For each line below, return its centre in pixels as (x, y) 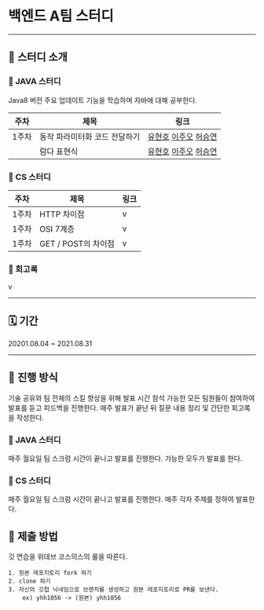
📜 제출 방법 (33, 536)
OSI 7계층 (57, 228)
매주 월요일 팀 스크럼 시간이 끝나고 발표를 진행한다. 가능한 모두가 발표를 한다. (125, 458)
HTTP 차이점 (62, 214)
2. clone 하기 (29, 582)
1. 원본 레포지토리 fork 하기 (50, 573)
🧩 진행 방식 (33, 378)
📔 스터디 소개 (38, 57)
